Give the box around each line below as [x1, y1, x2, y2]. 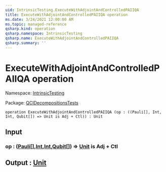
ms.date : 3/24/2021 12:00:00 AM [5, 17, 73, 22]
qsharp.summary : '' [5, 41, 47, 46]
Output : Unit [5, 158, 47, 167]
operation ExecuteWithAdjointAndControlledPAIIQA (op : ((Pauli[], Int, [5, 110, 162, 115]
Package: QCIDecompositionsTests [5, 99, 78, 106]
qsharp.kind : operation [5, 26, 56, 31]
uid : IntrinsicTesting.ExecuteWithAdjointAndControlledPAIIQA [5, 7, 139, 13]
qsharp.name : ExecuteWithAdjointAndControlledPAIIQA [5, 36, 119, 41]
